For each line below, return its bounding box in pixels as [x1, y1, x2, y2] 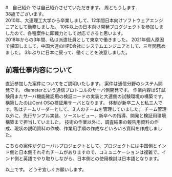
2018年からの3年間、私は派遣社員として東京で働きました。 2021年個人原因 [5, 36, 164, 43]
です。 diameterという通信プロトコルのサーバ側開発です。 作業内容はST [9, 87, 162, 93]
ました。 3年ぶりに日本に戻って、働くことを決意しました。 [5, 49, 131, 55]
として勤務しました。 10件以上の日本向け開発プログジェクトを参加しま [14, 24, 164, 30]
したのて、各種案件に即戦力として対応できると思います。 [5, 30, 126, 36]
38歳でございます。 [5, 11, 47, 17]
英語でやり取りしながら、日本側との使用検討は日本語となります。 [23, 155, 162, 162]
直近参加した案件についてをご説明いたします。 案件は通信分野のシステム [5, 80, 159, 86]
